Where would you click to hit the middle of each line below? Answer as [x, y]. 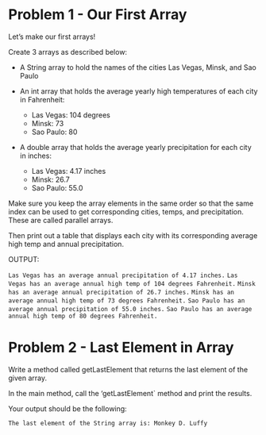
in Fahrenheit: [42, 99]
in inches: [35, 156]
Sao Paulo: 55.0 [57, 187]
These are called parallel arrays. [61, 220]
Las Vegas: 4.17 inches [69, 171]
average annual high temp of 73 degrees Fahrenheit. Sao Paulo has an [127, 300]
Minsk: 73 [48, 123]
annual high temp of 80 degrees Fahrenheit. [83, 316]
